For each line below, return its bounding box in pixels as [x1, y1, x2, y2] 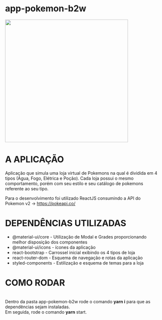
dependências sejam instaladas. [5, 304, 70, 310]
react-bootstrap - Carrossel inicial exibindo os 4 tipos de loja [12, 249, 135, 255]
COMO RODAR [5, 277, 65, 288]
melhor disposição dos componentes [12, 239, 87, 245]
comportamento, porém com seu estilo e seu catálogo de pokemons [5, 180, 143, 187]
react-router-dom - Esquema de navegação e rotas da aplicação [12, 255, 143, 261]
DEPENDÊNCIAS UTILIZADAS [5, 218, 127, 229]
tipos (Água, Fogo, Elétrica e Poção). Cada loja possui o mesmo [5, 175, 134, 181]
